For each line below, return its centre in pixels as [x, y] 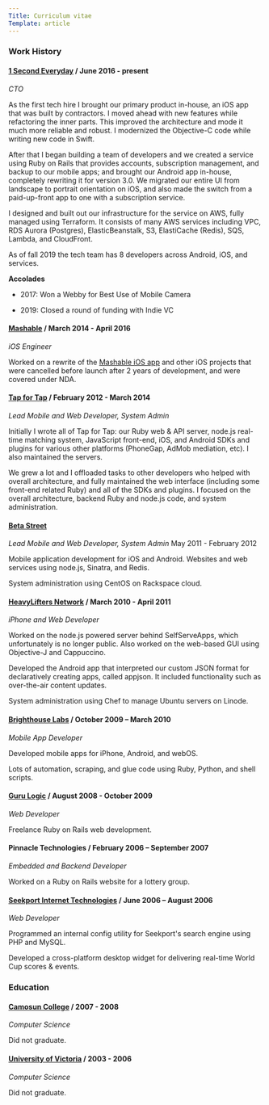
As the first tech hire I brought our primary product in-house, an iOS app [128, 104]
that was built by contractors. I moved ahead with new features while [123, 113]
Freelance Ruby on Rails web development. [80, 830]
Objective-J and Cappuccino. [57, 653]
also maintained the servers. [56, 457]
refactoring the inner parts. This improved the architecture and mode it [126, 121]
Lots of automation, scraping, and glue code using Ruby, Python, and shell [132, 769]
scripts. [21, 777]
